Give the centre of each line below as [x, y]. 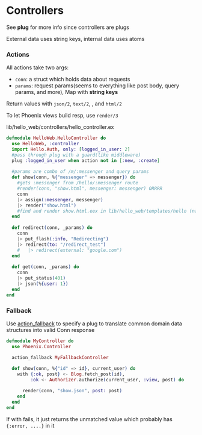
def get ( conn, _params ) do [45, 267]
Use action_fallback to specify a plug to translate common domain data [94, 324]
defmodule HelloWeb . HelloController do [56, 138]
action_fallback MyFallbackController [60, 357]
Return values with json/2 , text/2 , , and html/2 [64, 104]
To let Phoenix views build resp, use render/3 [62, 116]
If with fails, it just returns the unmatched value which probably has [89, 419]
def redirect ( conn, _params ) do [52, 228]
